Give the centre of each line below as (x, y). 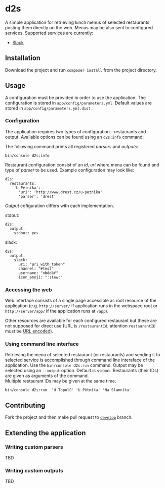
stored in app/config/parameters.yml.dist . (49, 108)
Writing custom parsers (34, 447)
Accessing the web (29, 289)
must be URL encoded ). (29, 331)
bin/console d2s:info (27, 156)
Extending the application (45, 433)
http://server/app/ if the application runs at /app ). (57, 311)
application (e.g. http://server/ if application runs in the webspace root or (81, 306)
